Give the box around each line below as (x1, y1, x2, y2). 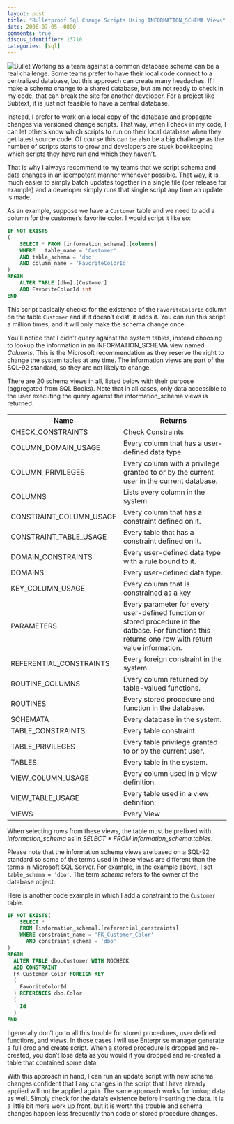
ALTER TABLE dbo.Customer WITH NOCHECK (13, 957, 130, 965)
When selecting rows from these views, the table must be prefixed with (7, 826, 212, 835)
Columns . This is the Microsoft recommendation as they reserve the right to (7, 348, 224, 356)
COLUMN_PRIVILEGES (10, 467, 85, 477)
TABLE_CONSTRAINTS (10, 726, 86, 735)
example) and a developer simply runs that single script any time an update (7, 186, 223, 194)
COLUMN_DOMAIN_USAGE (10, 442, 101, 452)
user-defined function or (123, 607, 205, 617)
